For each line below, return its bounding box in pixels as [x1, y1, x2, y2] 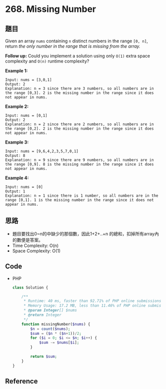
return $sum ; [30, 354, 57, 359]
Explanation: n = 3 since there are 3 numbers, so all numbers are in [5, 86, 154, 91]
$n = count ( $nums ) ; [30, 326, 71, 331]
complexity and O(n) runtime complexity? [5, 58, 89, 64]
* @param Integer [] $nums [23, 308, 77, 313]
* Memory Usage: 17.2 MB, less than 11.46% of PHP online [23, 303, 146, 309]
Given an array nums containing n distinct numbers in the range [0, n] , [5, 38, 148, 44]
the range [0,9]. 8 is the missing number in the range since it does [5, 162, 154, 167]
